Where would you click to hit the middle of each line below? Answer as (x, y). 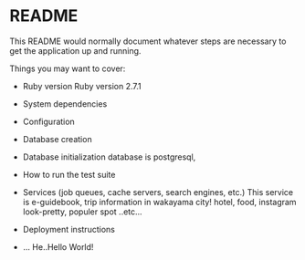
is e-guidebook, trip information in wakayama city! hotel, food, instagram (159, 202)
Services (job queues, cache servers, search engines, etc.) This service (158, 192)
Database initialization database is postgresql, (109, 157)
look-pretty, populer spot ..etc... (83, 212)
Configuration (48, 121)
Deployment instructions (69, 229)
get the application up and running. (75, 50)
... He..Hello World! (58, 246)
